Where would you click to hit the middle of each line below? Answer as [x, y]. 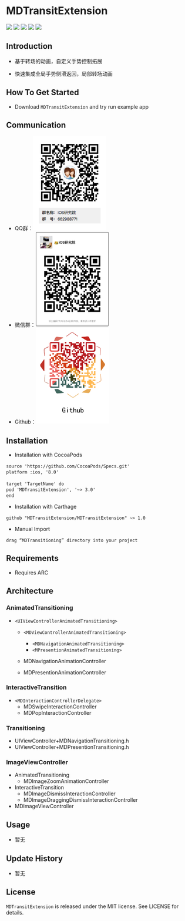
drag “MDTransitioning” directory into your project [72, 541]
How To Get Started [43, 93]
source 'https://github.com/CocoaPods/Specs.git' [68, 466]
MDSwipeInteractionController [60, 707]
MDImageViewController [44, 806]
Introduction [29, 46]
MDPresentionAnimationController [65, 672]
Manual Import [32, 529]
